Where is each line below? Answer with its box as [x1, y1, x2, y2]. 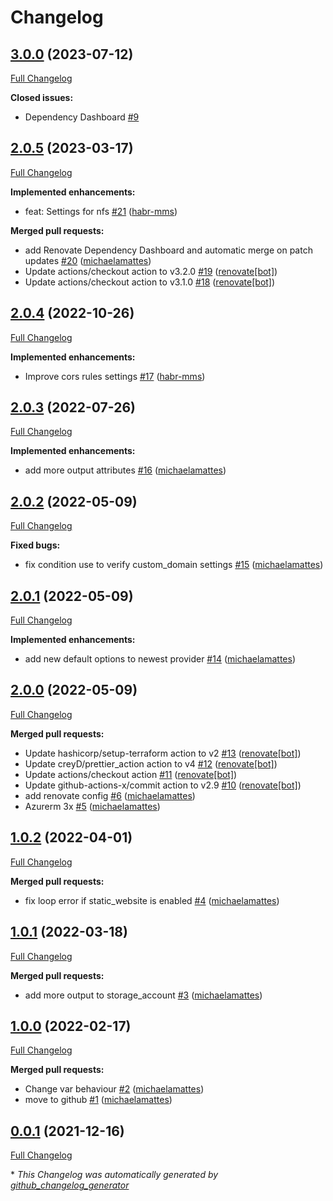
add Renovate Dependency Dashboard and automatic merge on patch [24, 244, 313, 256]
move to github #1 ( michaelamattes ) [24, 1094, 173, 1106]
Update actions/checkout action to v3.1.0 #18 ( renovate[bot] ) [24, 276, 276, 288]
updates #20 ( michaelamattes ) [24, 254, 152, 266]
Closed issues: [10, 92, 74, 103]
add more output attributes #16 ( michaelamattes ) [24, 464, 227, 476]
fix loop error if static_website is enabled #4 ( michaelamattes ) [24, 894, 280, 906]
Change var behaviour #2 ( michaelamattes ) [24, 1083, 205, 1095]
